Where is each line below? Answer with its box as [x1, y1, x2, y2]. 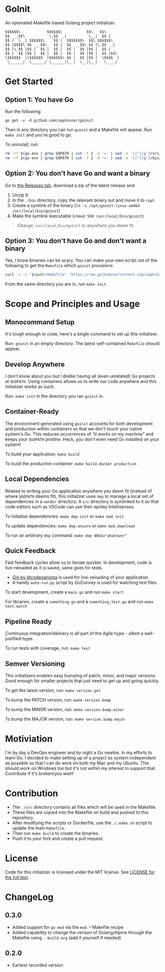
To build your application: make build [5, 451, 80, 457]
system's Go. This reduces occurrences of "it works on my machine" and [5, 431, 154, 437]
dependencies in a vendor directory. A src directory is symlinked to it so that [5, 498, 159, 504]
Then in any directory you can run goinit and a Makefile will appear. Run [5, 127, 152, 133]
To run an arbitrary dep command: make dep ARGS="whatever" [5, 532, 128, 538]
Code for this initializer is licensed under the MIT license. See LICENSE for [5, 869, 155, 875]
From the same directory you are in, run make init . [5, 281, 108, 287]
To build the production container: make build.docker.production [5, 460, 137, 466]
